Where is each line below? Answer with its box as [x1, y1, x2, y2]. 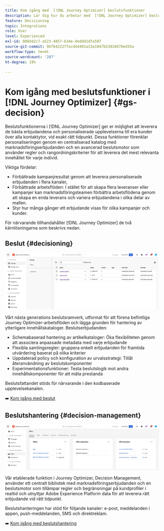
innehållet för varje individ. [5, 155, 59, 161]
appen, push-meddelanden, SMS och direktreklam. [5, 510, 108, 517]
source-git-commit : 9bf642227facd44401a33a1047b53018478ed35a [5, 44, 134, 49]
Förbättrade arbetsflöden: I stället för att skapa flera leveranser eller [12, 184, 149, 190]
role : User [5, 28, 27, 34]
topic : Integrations [5, 24, 47, 28]
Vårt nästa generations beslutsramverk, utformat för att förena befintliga [5, 314, 150, 320]
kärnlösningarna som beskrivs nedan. [5, 225, 81, 231]
